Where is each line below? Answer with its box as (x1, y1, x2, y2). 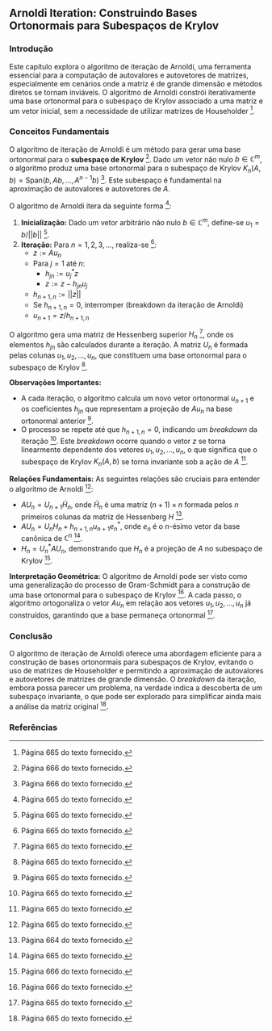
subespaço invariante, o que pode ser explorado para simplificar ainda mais (9, 692, 262, 701)
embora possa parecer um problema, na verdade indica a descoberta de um (9, 683, 263, 693)
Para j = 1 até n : (32, 258, 86, 268)
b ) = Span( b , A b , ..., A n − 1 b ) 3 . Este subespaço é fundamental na (9, 174, 222, 185)
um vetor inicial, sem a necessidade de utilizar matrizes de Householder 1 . (9, 104, 255, 115)
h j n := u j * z (44, 266, 79, 280)
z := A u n (32, 248, 61, 259)
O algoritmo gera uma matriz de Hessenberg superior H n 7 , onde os (9, 328, 234, 342)
